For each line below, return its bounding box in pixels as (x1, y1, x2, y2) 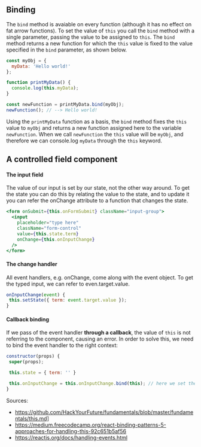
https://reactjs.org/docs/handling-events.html (14, 434, 127, 441)
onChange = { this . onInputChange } (17, 236, 95, 242)
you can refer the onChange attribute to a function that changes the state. (6, 197, 188, 204)
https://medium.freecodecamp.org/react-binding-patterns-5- (14, 421, 166, 428)
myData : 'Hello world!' (11, 63, 71, 69)
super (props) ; (8, 359, 44, 365)
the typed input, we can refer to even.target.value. (6, 280, 130, 287)
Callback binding (6, 315, 50, 323)
